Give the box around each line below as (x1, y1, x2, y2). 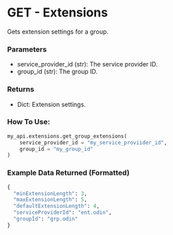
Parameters (7, 45, 47, 54)
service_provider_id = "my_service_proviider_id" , (19, 139, 168, 146)
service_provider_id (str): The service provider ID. (16, 60, 158, 69)
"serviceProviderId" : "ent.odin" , (13, 209, 112, 217)
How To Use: (7, 117, 50, 127)
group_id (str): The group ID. (16, 67, 98, 76)
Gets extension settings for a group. (7, 27, 108, 36)
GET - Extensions (7, 5, 108, 21)
